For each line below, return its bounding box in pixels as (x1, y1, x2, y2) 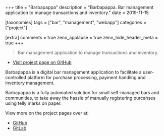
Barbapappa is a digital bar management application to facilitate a (5, 69, 142, 75)
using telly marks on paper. (5, 100, 62, 106)
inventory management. (5, 80, 54, 86)
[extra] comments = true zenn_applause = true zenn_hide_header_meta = (5, 35, 158, 40)
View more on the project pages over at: (5, 110, 89, 116)
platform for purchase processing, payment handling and (27, 75, 146, 80)
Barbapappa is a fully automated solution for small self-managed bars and (5, 90, 159, 95)
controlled (5, 75, 27, 80)
